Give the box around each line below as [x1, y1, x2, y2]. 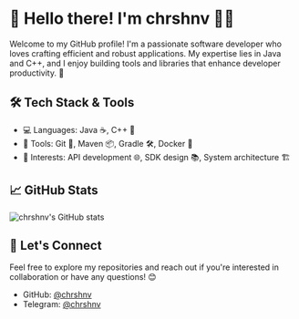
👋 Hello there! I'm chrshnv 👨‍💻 [9, 8, 235, 29]
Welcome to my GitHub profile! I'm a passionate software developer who [9, 38, 283, 49]
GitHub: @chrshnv [22, 289, 93, 300]
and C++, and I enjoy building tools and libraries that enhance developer [9, 57, 281, 68]
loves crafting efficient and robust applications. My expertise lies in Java [9, 47, 282, 58]
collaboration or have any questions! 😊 [9, 272, 157, 283]
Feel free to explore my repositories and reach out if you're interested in [9, 262, 280, 273]
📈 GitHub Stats [9, 182, 98, 199]
